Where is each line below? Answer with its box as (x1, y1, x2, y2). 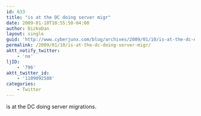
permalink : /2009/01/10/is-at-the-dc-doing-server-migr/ (6, 42, 151, 48)
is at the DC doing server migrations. (6, 103, 97, 110)
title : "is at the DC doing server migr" (6, 14, 111, 20)
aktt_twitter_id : (6, 70, 50, 76)
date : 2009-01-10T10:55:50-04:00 (6, 20, 90, 26)
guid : (6, 36, 20, 42)
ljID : (6, 59, 20, 65)
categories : (6, 81, 36, 87)
